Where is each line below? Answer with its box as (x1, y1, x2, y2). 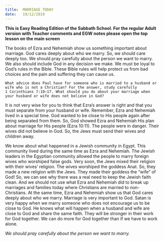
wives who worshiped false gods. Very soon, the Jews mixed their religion (5, 158, 156, 164)
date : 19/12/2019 (5, 12, 45, 17)
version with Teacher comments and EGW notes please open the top (5, 30, 148, 36)
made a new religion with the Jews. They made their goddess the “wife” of (5, 169, 156, 174)
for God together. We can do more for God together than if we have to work (5, 216, 158, 221)
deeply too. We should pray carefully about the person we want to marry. (5, 55, 153, 61)
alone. (5, 221, 18, 227)
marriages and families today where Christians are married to (5, 184, 129, 190)
